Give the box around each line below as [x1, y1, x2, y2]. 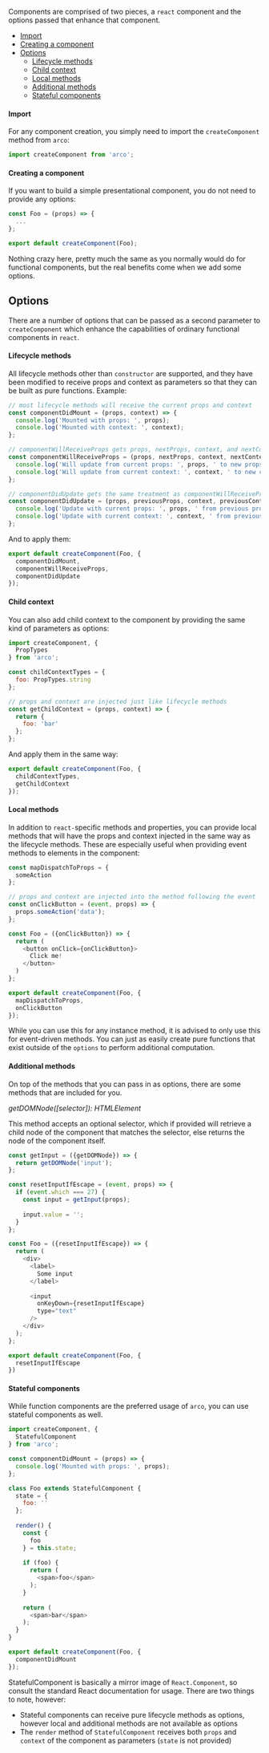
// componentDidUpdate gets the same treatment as [8, 489, 181, 498]
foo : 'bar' [22, 720, 59, 728]
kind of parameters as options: [8, 623, 110, 633]
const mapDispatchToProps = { [8, 863, 110, 871]
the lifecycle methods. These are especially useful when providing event [8, 839, 247, 849]
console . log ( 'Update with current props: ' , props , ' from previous [15, 505, 249, 513]
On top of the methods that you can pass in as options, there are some [8, 1079, 242, 1089]
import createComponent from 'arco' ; [8, 151, 134, 159]
